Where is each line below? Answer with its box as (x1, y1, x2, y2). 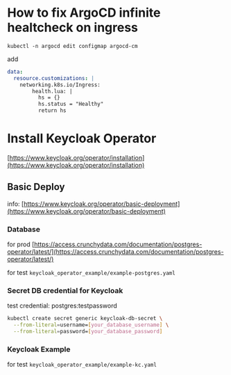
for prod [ (7, 240, 35, 248)
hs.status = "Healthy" (37, 101, 104, 108)
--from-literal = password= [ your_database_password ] (13, 328, 163, 335)
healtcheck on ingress (7, 19, 139, 35)
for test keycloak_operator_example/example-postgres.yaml (7, 269, 176, 277)
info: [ (7, 200, 24, 208)
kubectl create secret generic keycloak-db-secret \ (7, 315, 163, 322)
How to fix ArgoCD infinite (7, 5, 161, 21)
